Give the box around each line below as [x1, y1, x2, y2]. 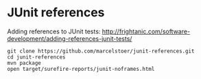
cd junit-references [7, 53, 67, 61]
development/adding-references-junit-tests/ [7, 34, 132, 42]
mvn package [7, 59, 41, 66]
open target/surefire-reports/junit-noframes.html [7, 65, 155, 72]
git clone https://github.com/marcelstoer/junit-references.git [7, 48, 195, 54]
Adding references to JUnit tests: [7, 27, 101, 35]
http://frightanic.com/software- [102, 27, 191, 35]
